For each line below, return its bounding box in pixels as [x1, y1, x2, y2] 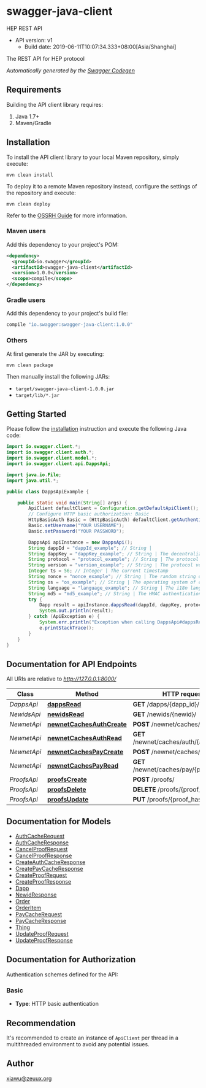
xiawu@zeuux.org [6, 1074, 52, 1082]
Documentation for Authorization [6, 954, 136, 965]
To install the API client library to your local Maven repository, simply [6, 153, 180, 161]
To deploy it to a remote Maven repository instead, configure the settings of [6, 182, 197, 190]
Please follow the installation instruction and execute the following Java [6, 425, 187, 433]
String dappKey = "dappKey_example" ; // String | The [28, 550, 169, 557]
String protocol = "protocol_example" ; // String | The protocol [28, 557, 199, 563]
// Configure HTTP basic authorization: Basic [28, 511, 150, 517]
